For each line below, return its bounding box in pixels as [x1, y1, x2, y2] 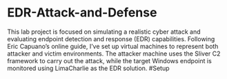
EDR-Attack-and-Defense [7, 5, 157, 21]
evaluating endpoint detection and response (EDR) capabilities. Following [7, 34, 215, 43]
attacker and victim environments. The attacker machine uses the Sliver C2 [7, 49, 221, 58]
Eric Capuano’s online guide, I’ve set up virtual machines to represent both [7, 42, 219, 50]
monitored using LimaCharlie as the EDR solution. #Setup [7, 64, 170, 72]
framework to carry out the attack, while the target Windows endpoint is [7, 56, 212, 65]
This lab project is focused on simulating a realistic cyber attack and [7, 27, 201, 36]
